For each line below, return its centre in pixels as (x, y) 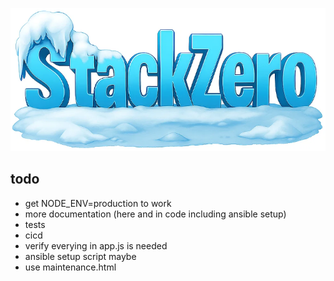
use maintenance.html (70, 267)
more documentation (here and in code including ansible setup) (155, 214)
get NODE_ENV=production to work (98, 203)
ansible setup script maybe (80, 256)
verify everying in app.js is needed (96, 245)
